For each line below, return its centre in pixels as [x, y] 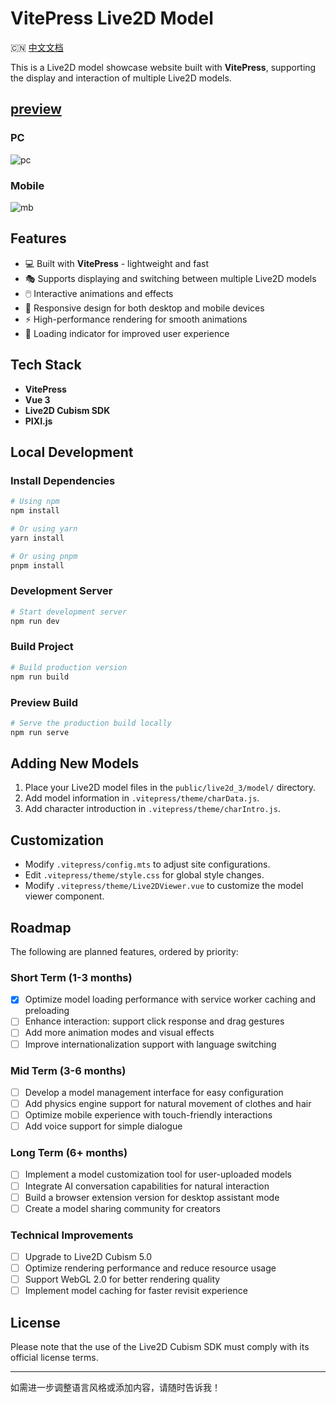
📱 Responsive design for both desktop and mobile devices [144, 308]
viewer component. [64, 896]
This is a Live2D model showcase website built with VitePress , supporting [163, 67]
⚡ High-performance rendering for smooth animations [136, 319]
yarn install [37, 538]
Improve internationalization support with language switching [150, 1044]
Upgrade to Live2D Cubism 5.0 [88, 1256]
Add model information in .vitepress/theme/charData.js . [142, 798]
